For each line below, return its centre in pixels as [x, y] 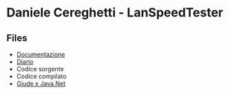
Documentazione [41, 54]
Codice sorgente [40, 69]
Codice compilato [41, 76]
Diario [25, 62]
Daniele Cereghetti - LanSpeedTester [115, 13]
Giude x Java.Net [41, 83]
